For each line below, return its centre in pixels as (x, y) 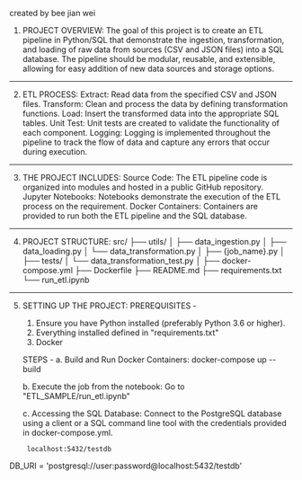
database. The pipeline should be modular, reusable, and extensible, (149, 59)
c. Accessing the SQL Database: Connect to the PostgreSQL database (152, 413)
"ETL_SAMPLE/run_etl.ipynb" (76, 396)
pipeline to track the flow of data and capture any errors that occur (146, 142)
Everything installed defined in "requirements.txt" (127, 333)
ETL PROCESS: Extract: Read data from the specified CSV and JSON (149, 94)
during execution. (55, 151)
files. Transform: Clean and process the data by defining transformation (155, 104)
